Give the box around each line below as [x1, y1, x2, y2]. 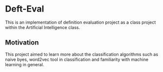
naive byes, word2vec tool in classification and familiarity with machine [5, 57, 148, 62]
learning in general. [5, 61, 44, 67]
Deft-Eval [5, 3, 45, 14]
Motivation [5, 39, 39, 47]
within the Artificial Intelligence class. [5, 24, 80, 30]
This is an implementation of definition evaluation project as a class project [5, 19, 156, 25]
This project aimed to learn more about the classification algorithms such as [5, 51, 158, 57]
